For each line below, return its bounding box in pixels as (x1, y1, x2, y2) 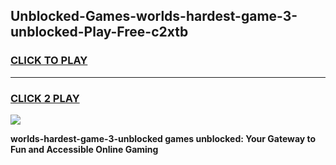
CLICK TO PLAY (10, 54, 88, 68)
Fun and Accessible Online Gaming (10, 143, 159, 155)
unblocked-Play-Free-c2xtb (10, 24, 189, 41)
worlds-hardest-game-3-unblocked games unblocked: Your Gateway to (10, 132, 317, 144)
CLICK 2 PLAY (10, 91, 80, 105)
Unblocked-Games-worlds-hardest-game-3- (10, 8, 298, 25)
